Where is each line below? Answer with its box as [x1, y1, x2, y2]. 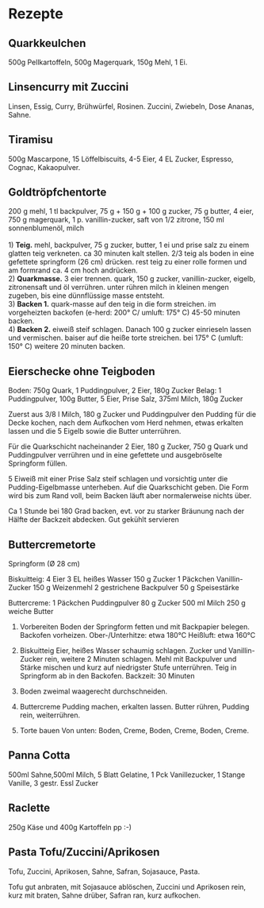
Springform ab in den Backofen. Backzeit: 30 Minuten [19, 671, 195, 681]
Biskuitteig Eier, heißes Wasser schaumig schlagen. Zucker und [19, 646, 228, 655]
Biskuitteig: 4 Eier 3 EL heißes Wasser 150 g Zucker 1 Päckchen [8, 574, 216, 584]
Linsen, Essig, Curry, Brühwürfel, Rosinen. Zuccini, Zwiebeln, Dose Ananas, [8, 101, 255, 111]
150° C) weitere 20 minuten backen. [8, 342, 125, 351]
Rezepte [8, 5, 63, 23]
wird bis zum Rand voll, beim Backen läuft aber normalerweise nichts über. [8, 491, 252, 500]
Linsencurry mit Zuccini [8, 80, 129, 94]
